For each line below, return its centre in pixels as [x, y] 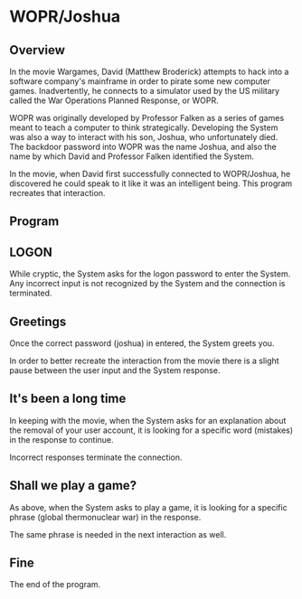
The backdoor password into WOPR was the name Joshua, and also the [143, 147]
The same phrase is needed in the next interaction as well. [118, 534]
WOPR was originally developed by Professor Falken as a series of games [147, 118]
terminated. [31, 293]
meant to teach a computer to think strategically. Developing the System [144, 127]
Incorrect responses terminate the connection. [96, 457]
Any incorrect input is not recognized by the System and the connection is [147, 284]
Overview [38, 50]
